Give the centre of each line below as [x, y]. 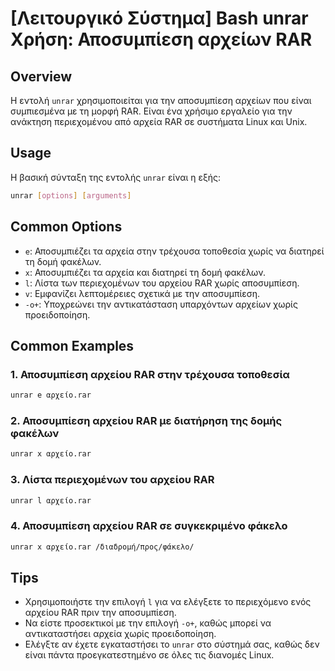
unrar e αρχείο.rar [51, 395]
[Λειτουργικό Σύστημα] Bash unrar [159, 18]
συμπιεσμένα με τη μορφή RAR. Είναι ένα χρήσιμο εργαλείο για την [151, 111]
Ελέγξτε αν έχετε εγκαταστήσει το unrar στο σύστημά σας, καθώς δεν [172, 644]
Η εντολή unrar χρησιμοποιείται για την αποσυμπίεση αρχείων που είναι [161, 100]
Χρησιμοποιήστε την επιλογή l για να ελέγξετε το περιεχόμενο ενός [168, 602]
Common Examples [72, 345]
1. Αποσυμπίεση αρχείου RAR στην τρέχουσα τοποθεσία [150, 374]
